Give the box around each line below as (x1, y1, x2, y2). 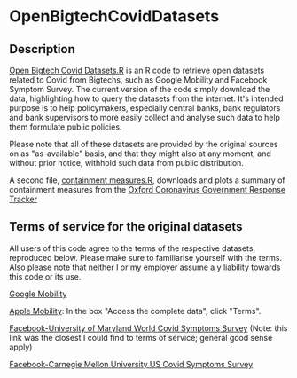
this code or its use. (9, 271, 82, 281)
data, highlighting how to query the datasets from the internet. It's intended (9, 93, 284, 104)
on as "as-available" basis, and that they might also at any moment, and (9, 148, 272, 159)
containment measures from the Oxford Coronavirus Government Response (9, 185, 286, 194)
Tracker (9, 193, 38, 204)
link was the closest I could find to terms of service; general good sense (9, 332, 273, 343)
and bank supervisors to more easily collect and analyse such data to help (9, 113, 281, 122)
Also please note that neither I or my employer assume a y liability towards (9, 262, 281, 272)
